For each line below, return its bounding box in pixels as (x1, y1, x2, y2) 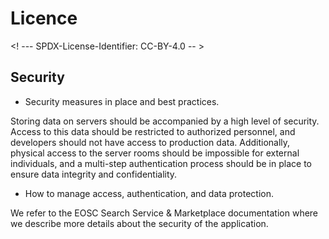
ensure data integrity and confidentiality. (10, 168, 178, 180)
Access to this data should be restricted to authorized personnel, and (10, 125, 296, 137)
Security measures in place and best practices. (24, 95, 220, 107)
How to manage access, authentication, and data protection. (24, 187, 275, 199)
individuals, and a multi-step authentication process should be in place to (10, 157, 312, 169)
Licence (10, 7, 78, 30)
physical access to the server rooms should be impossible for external (10, 147, 300, 159)
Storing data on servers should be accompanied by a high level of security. (10, 115, 320, 127)
